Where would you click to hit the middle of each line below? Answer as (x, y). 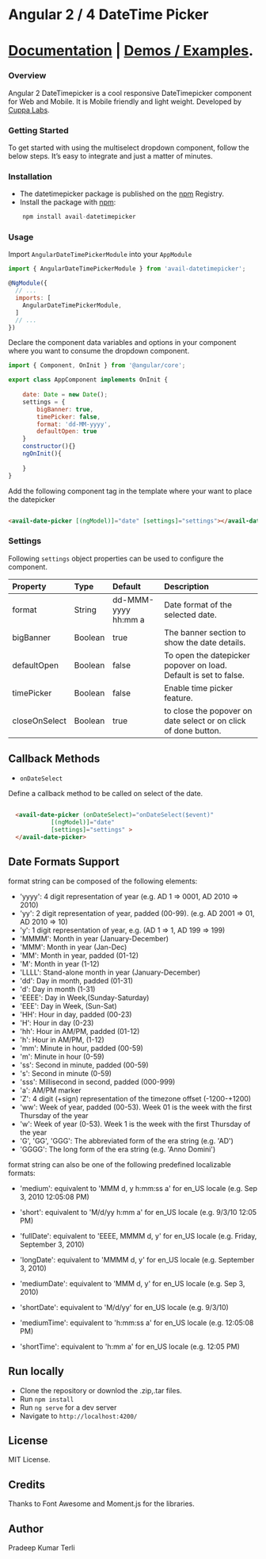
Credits (27, 1484)
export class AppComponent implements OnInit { (88, 380)
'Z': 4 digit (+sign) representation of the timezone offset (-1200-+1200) (135, 1098)
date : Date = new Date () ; (65, 395)
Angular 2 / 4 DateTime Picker (108, 15)
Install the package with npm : (68, 202)
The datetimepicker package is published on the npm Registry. (122, 194)
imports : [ (33, 298)
